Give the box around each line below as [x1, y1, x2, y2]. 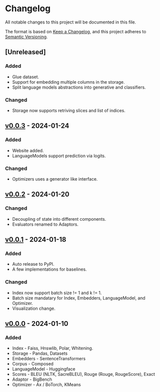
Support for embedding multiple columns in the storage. [12, 79, 125, 85]
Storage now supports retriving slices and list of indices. [12, 107, 126, 113]
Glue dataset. [12, 74, 40, 80]
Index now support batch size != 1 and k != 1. [12, 290, 102, 296]
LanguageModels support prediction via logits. [12, 153, 106, 159]
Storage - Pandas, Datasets [12, 350, 68, 356]
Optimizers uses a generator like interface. [12, 176, 98, 182]
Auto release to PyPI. [12, 261, 55, 267]
